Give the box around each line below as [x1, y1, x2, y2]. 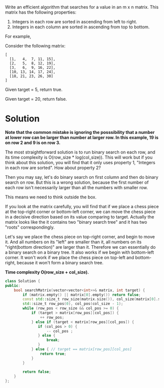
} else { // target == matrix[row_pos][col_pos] [31, 347, 132, 352]
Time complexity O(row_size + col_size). [5, 269, 89, 275]
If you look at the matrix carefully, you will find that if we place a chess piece [5, 203, 159, 209]
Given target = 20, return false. [5, 96, 67, 102]
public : [5, 283, 21, 288]
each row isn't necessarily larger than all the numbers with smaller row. [5, 184, 148, 190]
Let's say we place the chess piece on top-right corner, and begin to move [5, 234, 155, 239]
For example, [5, 34, 32, 39]
